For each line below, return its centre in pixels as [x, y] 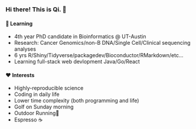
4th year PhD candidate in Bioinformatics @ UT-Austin [80, 37]
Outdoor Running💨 [37, 113]
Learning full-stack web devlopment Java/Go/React [77, 62]
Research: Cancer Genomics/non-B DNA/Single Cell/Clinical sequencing [102, 43]
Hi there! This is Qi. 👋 [36, 9]
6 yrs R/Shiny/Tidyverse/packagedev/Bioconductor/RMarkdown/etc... [99, 55]
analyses [25, 49]
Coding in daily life [37, 94]
